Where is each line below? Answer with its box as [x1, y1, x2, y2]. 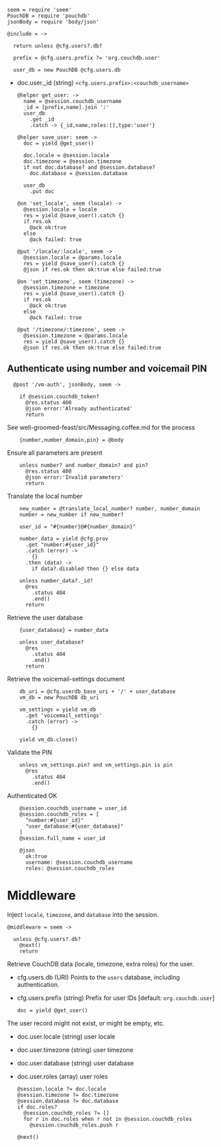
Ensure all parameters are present [7, 448, 103, 457]
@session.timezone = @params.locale [23, 332, 128, 339]
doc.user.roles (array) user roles [16, 1072, 108, 1080]
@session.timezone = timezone [23, 284, 109, 291]
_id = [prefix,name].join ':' [23, 104, 109, 111]
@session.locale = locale [23, 206, 97, 213]
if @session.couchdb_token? [19, 393, 99, 400]
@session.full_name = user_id [19, 834, 106, 841]
